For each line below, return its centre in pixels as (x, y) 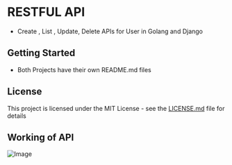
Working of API (41, 137)
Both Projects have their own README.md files (84, 69)
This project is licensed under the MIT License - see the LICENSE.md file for (116, 108)
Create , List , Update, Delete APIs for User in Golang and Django (110, 31)
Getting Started (41, 53)
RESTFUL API (46, 12)
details (17, 116)
